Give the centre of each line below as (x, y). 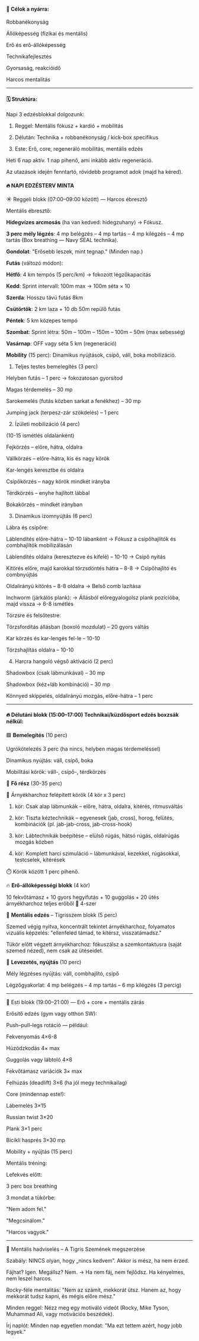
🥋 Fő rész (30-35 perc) (34, 783)
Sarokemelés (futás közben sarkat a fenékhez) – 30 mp (73, 401)
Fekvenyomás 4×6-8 (32, 1037)
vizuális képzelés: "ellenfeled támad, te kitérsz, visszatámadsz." (84, 933)
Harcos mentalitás (28, 80)
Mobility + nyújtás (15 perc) (39, 1151)
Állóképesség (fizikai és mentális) (47, 34)
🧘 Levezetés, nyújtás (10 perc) (44, 962)
